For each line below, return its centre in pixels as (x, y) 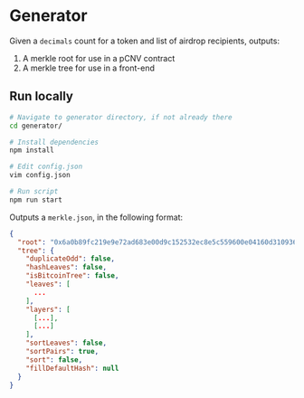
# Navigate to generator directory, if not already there (121, 117)
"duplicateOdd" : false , (71, 259)
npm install (32, 150)
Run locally (42, 96)
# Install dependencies (54, 142)
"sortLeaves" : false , (66, 343)
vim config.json (40, 175)
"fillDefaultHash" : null (72, 368)
